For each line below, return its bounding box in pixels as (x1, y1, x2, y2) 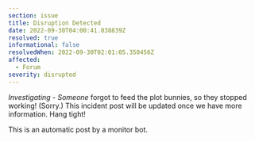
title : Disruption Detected (8, 19, 102, 27)
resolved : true (8, 33, 59, 42)
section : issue (8, 11, 59, 20)
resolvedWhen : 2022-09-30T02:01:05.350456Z (8, 48, 155, 56)
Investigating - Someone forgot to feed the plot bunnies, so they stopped (8, 92, 248, 102)
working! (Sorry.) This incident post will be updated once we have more (8, 101, 242, 110)
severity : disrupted (8, 71, 77, 79)
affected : (8, 56, 41, 64)
